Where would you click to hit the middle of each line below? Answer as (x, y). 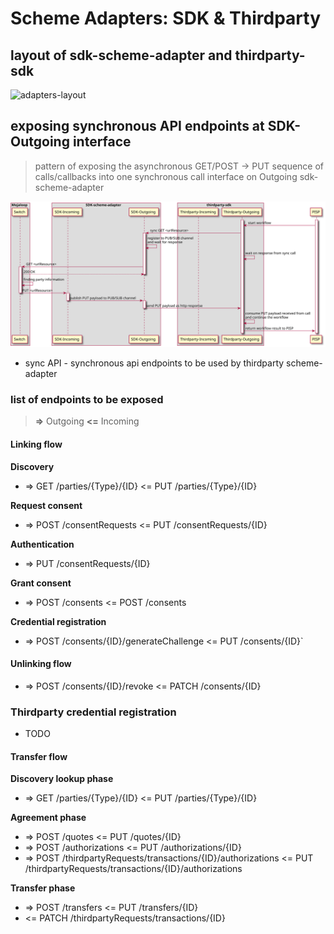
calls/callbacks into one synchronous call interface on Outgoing (166, 176)
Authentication (42, 544)
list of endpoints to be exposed (87, 400)
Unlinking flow (41, 664)
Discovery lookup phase (62, 779)
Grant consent (41, 583)
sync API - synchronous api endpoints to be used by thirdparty (154, 363)
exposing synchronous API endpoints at (137, 126)
